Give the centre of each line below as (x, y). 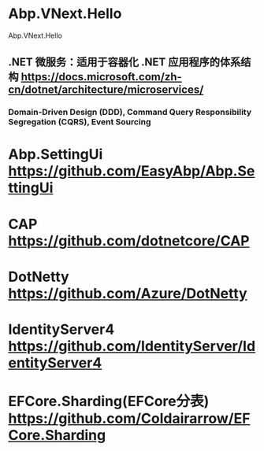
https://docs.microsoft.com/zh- (102, 77)
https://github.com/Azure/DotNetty (128, 293)
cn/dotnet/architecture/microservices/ (106, 90)
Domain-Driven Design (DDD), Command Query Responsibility (130, 113)
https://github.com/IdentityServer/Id (132, 346)
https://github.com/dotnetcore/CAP (129, 240)
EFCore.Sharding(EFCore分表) (109, 401)
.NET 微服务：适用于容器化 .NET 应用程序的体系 (125, 63)
